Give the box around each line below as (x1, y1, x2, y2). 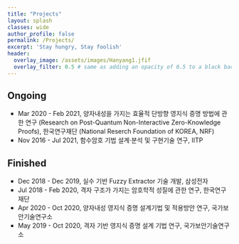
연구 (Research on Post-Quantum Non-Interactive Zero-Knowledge (25, 118, 221, 127)
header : (7, 51, 31, 58)
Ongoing (7, 90, 47, 102)
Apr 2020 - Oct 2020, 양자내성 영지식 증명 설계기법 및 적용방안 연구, (17, 203, 211, 212)
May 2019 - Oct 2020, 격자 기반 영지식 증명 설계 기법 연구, (17, 221, 183, 230)
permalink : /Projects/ (7, 37, 75, 44)
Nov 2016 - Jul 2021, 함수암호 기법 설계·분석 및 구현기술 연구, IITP (17, 136, 203, 144)
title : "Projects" (7, 10, 62, 18)
